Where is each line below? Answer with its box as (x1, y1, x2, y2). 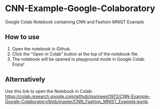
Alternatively (5, 76, 45, 84)
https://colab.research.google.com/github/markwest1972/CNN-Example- (5, 93, 151, 99)
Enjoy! (12, 61, 25, 67)
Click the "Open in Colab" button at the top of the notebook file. (12, 51, 139, 57)
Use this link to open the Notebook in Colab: (5, 88, 93, 94)
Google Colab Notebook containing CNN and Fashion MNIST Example (5, 19, 144, 25)
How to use (5, 33, 40, 41)
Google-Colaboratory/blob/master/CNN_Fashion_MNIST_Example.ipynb (5, 98, 148, 104)
